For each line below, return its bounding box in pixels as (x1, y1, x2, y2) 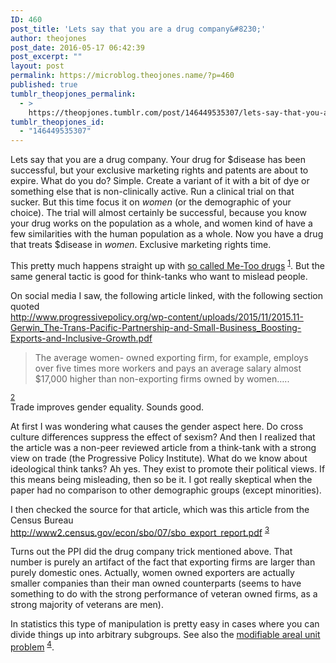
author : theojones (10, 33, 87, 43)
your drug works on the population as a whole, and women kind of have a (10, 217, 313, 230)
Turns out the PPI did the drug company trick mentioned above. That (10, 546, 293, 558)
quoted (10, 300, 40, 312)
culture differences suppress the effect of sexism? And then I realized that (10, 431, 316, 443)
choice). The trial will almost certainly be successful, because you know (10, 207, 307, 219)
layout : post (10, 61, 65, 71)
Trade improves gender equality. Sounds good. (10, 401, 205, 413)
